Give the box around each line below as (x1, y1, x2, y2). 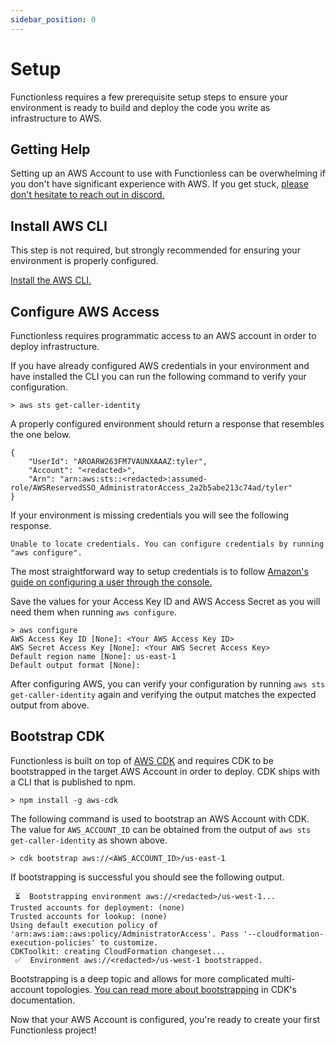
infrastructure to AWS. (10, 112, 102, 124)
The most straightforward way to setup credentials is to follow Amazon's (10, 566, 309, 577)
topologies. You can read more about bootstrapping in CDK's (46, 983, 297, 995)
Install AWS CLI (10, 217, 108, 235)
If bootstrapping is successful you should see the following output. (10, 871, 285, 883)
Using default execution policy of (10, 920, 159, 930)
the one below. (10, 429, 72, 440)
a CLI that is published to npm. (10, 776, 137, 788)
